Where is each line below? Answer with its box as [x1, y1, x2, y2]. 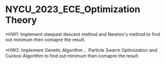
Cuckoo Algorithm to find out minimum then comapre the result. [5, 52, 139, 59]
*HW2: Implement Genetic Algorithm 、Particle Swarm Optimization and [5, 47, 157, 53]
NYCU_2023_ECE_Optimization [5, 4, 140, 15]
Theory [5, 14, 37, 26]
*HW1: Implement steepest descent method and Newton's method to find [5, 31, 160, 37]
